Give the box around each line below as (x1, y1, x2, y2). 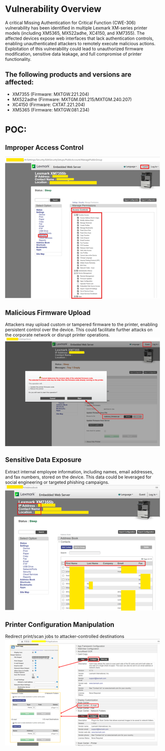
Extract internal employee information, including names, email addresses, (5, 469, 154, 474)
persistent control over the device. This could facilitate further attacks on (5, 327, 153, 333)
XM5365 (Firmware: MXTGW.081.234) (12, 107, 90, 112)
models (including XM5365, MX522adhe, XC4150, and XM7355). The (5, 30, 145, 36)
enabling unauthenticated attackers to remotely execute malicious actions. (5, 40, 156, 46)
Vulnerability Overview (5, 3, 102, 15)
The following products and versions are (5, 70, 132, 79)
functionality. (5, 56, 32, 62)
